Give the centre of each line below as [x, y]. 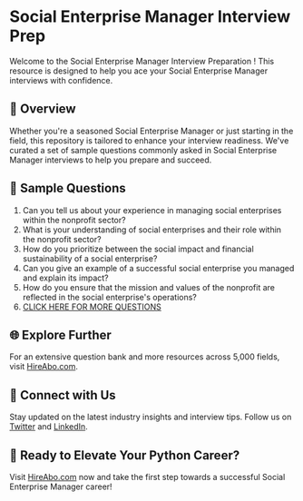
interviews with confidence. [61, 80]
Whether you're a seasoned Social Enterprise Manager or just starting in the [151, 131]
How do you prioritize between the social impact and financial [138, 249]
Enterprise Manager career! [61, 486]
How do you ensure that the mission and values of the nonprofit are [148, 287]
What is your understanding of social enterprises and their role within [152, 230]
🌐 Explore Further [60, 334]
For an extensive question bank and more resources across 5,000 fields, [145, 357]
